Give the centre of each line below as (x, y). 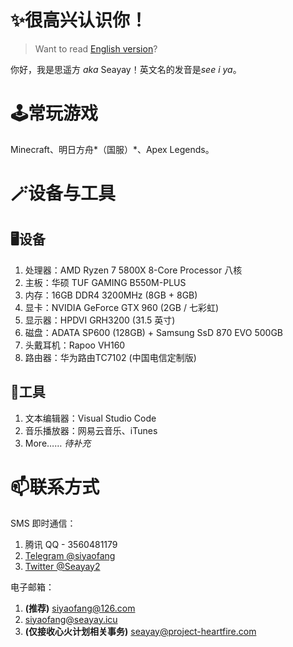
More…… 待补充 (58, 443)
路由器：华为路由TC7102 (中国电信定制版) (110, 357)
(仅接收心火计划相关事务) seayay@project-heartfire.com (140, 631)
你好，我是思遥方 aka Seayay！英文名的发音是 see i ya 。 (126, 69)
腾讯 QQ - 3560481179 (71, 544)
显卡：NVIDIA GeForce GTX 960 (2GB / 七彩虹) (122, 307)
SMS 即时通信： (43, 523)
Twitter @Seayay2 (62, 566)
